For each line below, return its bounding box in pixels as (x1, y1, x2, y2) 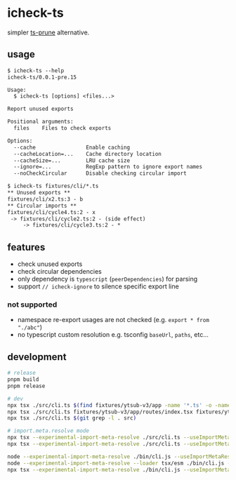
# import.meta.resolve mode (7, 427, 90, 434)
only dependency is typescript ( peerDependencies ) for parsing (17, 275, 198, 284)
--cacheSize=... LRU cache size (13, 156, 131, 164)
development (7, 351, 67, 363)
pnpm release (7, 382, 46, 389)
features (7, 241, 46, 253)
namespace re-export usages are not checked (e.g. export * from (17, 316, 209, 324)
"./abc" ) (17, 323, 43, 331)
